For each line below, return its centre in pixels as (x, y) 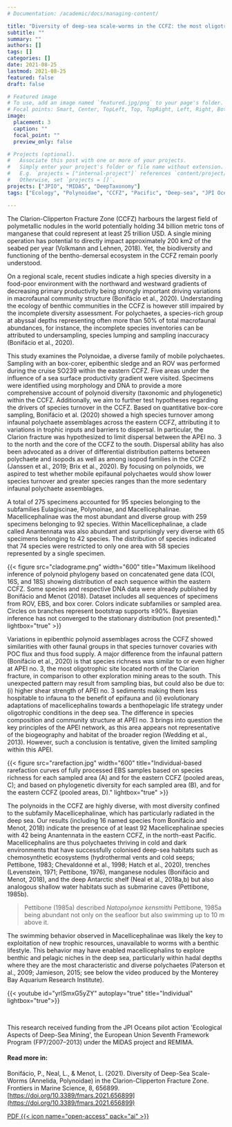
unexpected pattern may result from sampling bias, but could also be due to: (116, 683)
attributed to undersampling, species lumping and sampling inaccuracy (108, 335)
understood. (25, 263)
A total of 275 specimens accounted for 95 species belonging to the (104, 502)
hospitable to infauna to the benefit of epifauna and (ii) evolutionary (103, 698)
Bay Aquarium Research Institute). (56, 979)
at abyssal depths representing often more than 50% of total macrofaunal (112, 320)
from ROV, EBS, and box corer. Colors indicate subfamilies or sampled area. (115, 603)
